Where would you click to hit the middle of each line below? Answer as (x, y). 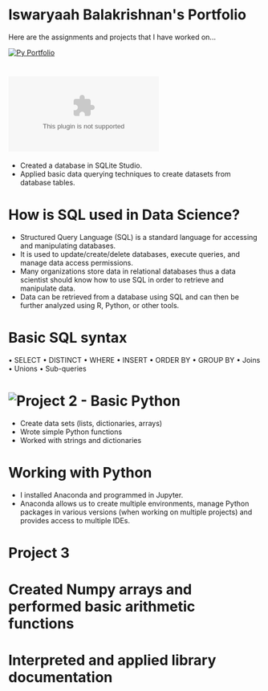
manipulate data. (48, 288)
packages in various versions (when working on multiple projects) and (136, 512)
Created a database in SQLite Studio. (81, 165)
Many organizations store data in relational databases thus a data (128, 271)
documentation (61, 678)
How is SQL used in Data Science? (124, 215)
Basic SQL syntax (68, 338)
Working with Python (80, 472)
